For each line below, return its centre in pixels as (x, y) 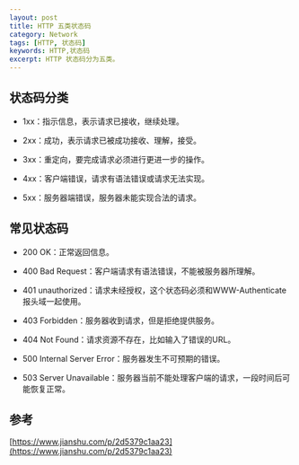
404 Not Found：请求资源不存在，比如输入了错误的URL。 (129, 339)
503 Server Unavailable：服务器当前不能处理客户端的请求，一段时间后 (152, 377)
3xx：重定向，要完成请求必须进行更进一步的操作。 (115, 159)
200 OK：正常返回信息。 (68, 251)
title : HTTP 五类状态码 (50, 26)
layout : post (34, 18)
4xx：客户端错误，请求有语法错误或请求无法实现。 (116, 178)
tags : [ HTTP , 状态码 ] (48, 43)
